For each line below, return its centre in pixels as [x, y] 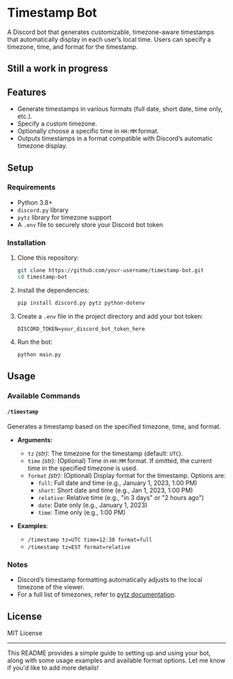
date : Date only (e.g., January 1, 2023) [93, 505]
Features [27, 92]
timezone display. [42, 146]
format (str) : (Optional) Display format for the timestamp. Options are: [127, 476]
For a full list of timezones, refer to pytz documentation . [97, 594]
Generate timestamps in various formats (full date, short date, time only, [120, 109]
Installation [27, 242]
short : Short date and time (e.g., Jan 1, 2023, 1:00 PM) [115, 490]
